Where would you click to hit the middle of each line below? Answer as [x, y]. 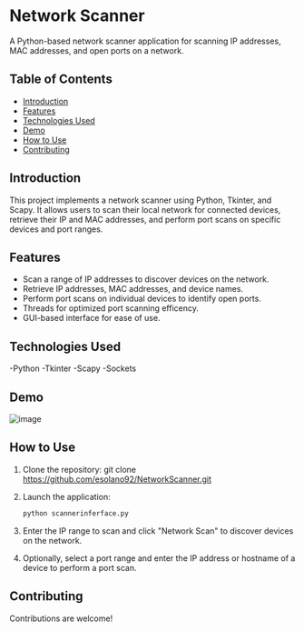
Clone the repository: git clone [79, 469]
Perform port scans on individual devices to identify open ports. [142, 299]
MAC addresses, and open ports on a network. [97, 50]
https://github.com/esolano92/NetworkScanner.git [117, 479]
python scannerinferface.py [75, 513]
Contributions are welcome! [61, 618]
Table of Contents [61, 80]
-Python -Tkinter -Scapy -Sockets [73, 368]
